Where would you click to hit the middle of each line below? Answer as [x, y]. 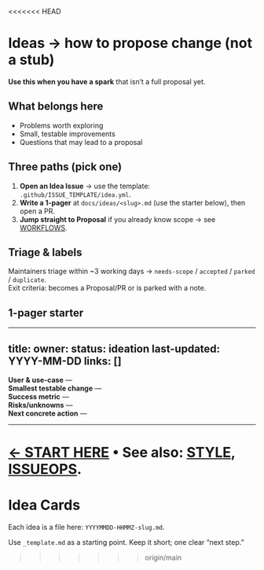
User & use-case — [40, 380]
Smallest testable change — [55, 388]
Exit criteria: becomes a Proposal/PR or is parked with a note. [107, 288]
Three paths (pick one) [65, 167]
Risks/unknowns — [40, 405]
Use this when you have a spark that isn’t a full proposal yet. [107, 81]
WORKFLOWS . [44, 228]
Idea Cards [44, 505]
